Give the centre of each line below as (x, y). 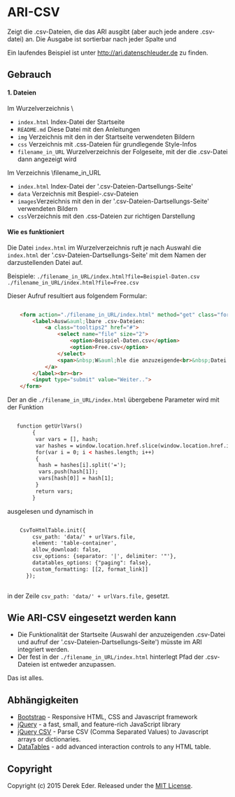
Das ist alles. (26, 678)
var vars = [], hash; (67, 439)
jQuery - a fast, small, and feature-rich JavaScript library (99, 724)
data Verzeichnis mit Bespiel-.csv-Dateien (78, 193)
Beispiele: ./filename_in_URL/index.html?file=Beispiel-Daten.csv (104, 276)
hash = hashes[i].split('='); (83, 465)
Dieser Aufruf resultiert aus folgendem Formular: (77, 296)
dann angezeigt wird (47, 159)
